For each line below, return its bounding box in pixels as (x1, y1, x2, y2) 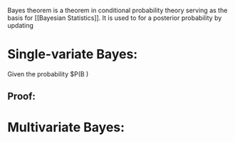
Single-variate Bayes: (7, 46, 138, 63)
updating (7, 21, 34, 29)
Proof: (7, 91, 36, 103)
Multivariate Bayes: (7, 119, 125, 135)
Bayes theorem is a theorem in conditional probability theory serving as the (7, 6, 228, 14)
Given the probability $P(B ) (7, 69, 89, 78)
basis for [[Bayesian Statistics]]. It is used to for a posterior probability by (7, 14, 222, 22)
